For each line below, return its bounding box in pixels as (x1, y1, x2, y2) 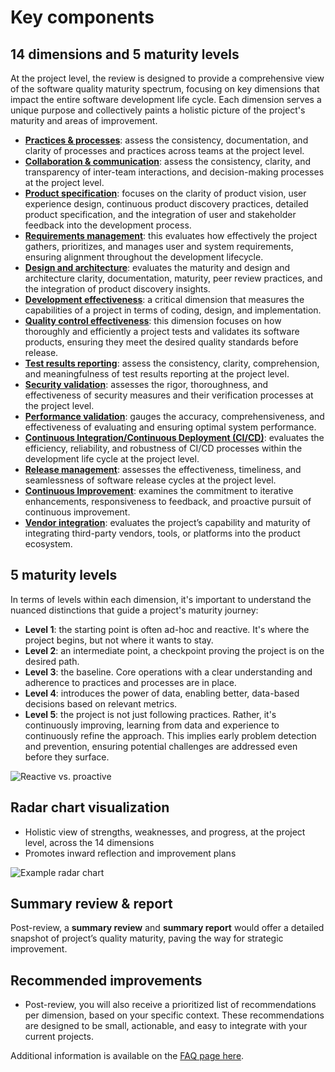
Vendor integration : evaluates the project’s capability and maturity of (24, 517, 312, 528)
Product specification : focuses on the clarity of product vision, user (24, 187, 307, 199)
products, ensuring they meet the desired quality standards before (24, 336, 299, 348)
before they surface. (24, 751, 110, 763)
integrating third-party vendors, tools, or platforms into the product (24, 527, 301, 539)
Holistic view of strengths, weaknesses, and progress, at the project (24, 826, 306, 838)
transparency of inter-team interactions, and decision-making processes (24, 166, 325, 178)
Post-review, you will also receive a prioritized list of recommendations (24, 999, 317, 1011)
